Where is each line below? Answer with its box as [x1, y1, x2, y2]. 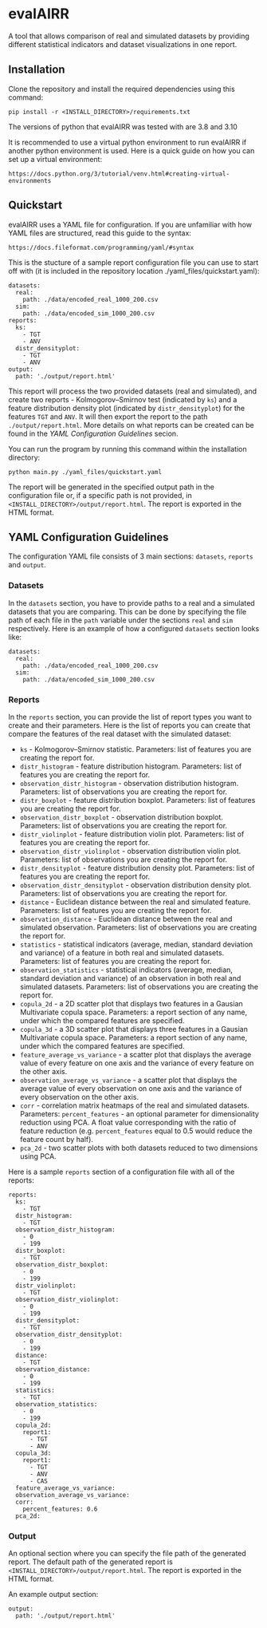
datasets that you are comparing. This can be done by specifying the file [8, 607, 247, 616]
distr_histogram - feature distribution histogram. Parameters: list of [19, 761, 242, 771]
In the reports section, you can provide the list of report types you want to [8, 712, 253, 721]
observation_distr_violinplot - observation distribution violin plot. [19, 846, 241, 855]
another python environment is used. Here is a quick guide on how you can [8, 145, 255, 156]
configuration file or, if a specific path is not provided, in [8, 490, 193, 500]
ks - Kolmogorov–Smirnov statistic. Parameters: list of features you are [19, 744, 252, 754]
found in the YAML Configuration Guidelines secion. [8, 429, 179, 438]
